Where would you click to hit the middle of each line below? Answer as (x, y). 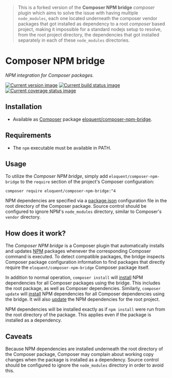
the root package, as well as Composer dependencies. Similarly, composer (83, 289)
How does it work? (36, 233)
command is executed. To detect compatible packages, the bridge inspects (85, 257)
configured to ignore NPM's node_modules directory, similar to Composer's (83, 212)
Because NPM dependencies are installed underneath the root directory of (84, 349)
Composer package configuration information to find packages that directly (85, 262)
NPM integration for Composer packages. (50, 75)
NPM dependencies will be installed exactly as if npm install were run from (85, 309)
